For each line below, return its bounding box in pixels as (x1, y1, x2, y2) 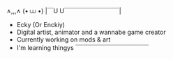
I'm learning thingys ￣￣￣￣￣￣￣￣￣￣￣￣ (16, 44, 149, 51)
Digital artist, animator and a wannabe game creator (16, 28, 167, 36)
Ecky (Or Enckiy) (16, 21, 66, 28)
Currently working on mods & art (16, 35, 111, 44)
